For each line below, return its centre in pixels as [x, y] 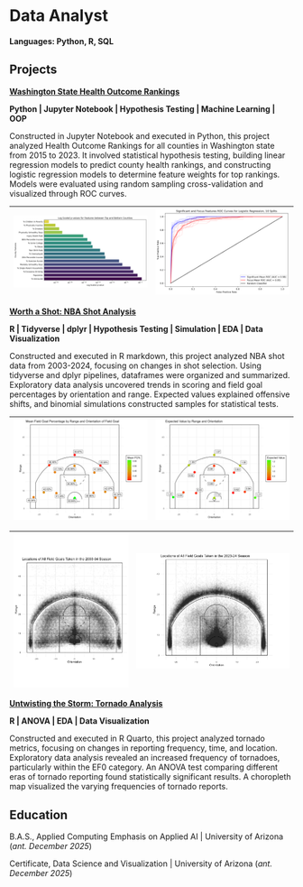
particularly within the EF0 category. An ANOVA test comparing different [143, 767]
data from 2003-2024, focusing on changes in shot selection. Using [135, 365]
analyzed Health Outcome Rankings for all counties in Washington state [142, 145]
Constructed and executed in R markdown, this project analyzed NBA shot [147, 356]
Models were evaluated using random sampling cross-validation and [137, 184]
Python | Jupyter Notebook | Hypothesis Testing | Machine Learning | [142, 108]
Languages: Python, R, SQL [62, 41]
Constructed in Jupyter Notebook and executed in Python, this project [140, 135]
